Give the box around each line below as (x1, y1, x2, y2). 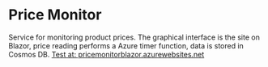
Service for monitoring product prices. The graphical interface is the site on (8, 32, 261, 42)
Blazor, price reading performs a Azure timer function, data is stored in (8, 40, 245, 50)
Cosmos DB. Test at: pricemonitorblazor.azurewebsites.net (8, 49, 205, 59)
